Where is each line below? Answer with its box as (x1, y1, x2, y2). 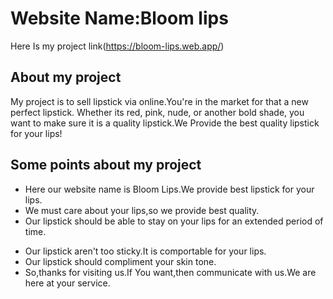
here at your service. (24, 277, 111, 289)
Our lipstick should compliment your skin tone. (24, 255, 217, 267)
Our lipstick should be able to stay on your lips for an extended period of (24, 215, 324, 227)
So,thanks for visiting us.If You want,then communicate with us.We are (24, 266, 317, 278)
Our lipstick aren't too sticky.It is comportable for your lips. (24, 245, 267, 257)
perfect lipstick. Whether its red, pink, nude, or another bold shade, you (10, 106, 305, 118)
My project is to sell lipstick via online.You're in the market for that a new (10, 95, 309, 107)
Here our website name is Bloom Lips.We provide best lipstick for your (24, 183, 315, 195)
